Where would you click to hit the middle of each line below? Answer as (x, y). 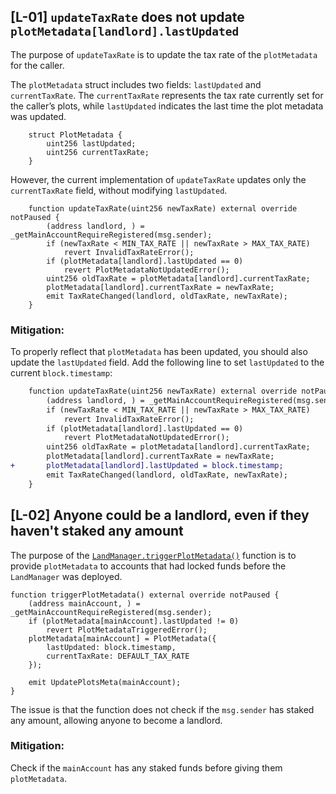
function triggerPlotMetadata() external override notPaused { (145, 595)
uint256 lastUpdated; (91, 143)
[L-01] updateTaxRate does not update (127, 17)
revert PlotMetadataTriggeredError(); (127, 630)
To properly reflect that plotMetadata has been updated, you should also (159, 352)
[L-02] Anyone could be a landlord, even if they (160, 515)
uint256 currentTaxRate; (98, 152)
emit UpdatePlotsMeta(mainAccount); (105, 682)
